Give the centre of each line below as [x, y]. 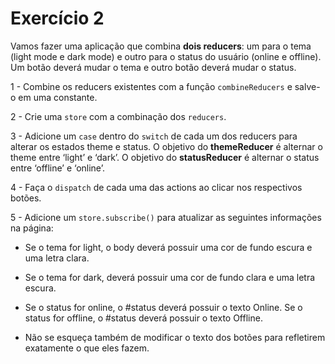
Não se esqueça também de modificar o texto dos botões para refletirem [175, 337]
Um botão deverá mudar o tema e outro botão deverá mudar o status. [153, 67]
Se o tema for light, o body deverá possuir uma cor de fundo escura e [168, 247]
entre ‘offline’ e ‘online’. [57, 168]
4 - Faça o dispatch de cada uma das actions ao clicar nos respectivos [156, 187]
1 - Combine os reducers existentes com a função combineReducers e [151, 86]
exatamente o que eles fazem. [87, 348]
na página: [32, 228]
